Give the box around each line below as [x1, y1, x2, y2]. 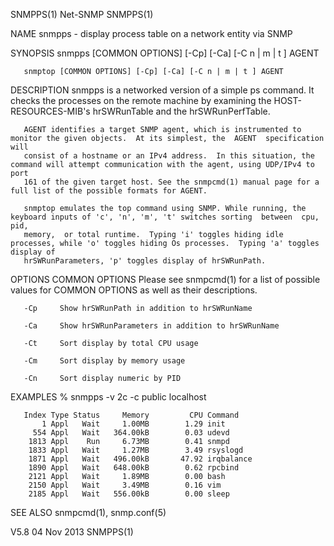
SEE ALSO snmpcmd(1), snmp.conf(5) [10, 507, 167, 518]
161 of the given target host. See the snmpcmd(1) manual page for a [23, 177, 320, 187]
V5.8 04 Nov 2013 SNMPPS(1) [10, 526, 134, 538]
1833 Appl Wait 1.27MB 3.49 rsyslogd [28, 445, 244, 455]
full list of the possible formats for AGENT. [10, 186, 208, 196]
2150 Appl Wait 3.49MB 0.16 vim [28, 480, 222, 490]
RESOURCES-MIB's [10, 105, 91, 117]
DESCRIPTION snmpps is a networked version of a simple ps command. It [10, 84, 315, 96]
